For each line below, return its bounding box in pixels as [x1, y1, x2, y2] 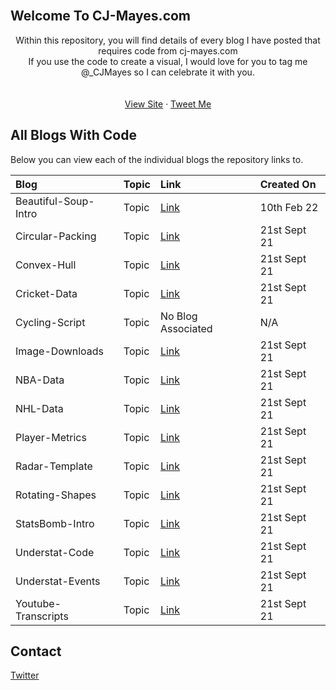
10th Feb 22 [259, 200, 319, 214]
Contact [10, 643, 62, 660]
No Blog [159, 309, 198, 323]
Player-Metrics [15, 430, 87, 444]
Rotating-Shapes [15, 488, 97, 502]
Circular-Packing [15, 229, 97, 243]
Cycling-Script [15, 315, 86, 329]
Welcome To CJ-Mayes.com [10, 8, 192, 25]
